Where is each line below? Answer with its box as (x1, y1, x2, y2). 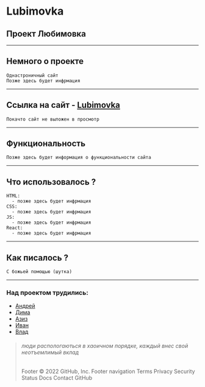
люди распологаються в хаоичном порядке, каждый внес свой (21, 342, 189, 349)
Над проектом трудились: (6, 288, 88, 297)
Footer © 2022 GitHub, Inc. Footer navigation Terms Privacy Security (21, 367, 195, 375)
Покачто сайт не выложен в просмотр (6, 116, 99, 122)
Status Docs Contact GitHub (21, 374, 93, 382)
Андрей (15, 302, 35, 310)
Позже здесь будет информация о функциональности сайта (6, 154, 151, 161)
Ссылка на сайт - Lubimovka (6, 100, 121, 110)
